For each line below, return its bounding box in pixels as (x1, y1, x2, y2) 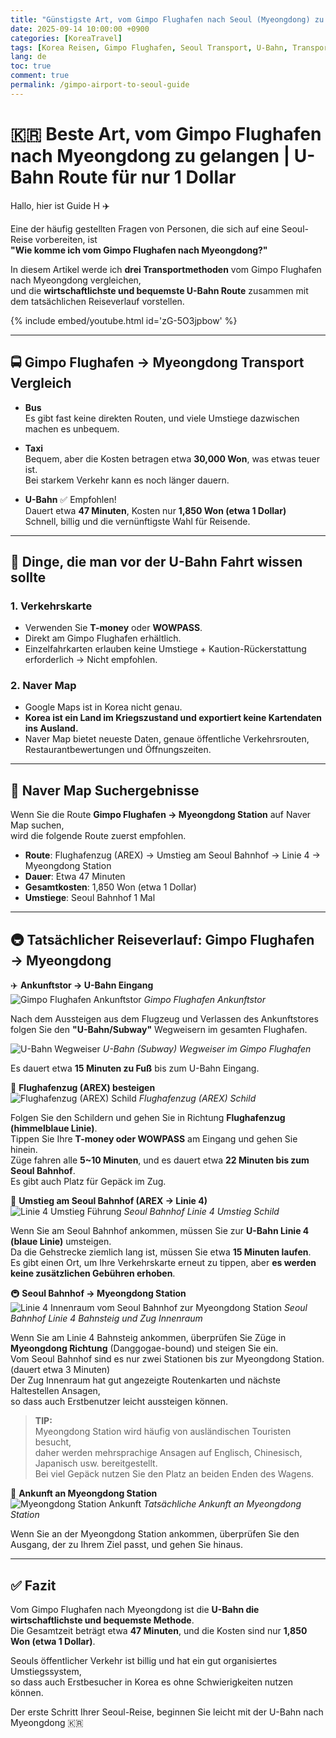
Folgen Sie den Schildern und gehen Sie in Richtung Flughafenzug (10, 1112, 286, 1124)
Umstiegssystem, (10, 1665, 82, 1677)
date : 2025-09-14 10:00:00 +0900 (10, 24, 150, 34)
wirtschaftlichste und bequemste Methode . (10, 1614, 195, 1626)
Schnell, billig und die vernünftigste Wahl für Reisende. (24, 515, 251, 527)
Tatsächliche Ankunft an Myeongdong (143, 1498, 302, 1510)
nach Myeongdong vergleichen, (10, 274, 142, 286)
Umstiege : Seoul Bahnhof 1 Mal (24, 892, 156, 904)
